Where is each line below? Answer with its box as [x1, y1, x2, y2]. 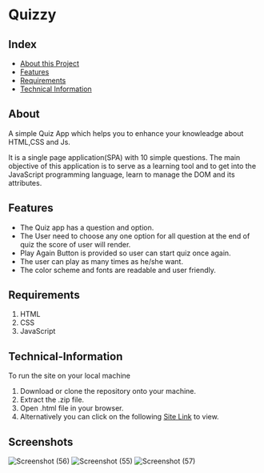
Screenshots [8, 435, 74, 449]
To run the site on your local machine [8, 371, 130, 381]
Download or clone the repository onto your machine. [19, 387, 197, 396]
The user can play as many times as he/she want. [19, 256, 184, 266]
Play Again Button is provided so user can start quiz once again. [19, 248, 231, 258]
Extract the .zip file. [19, 395, 85, 405]
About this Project [19, 58, 80, 68]
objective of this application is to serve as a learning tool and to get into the [8, 161, 257, 170]
